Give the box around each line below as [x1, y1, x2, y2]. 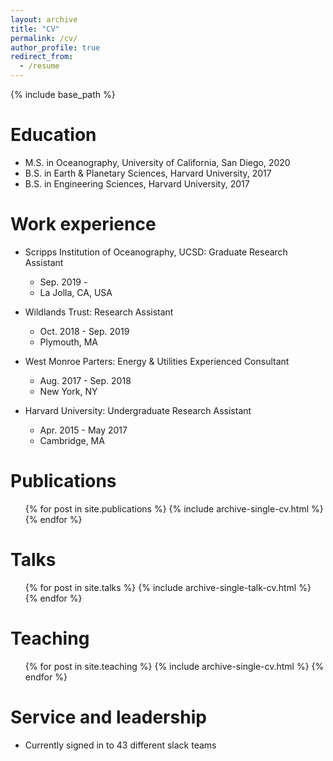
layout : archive [10, 14, 78, 25]
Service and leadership [10, 706, 207, 728]
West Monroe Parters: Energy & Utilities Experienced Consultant [24, 355, 290, 367]
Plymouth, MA [39, 336, 98, 348]
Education [10, 124, 97, 146]
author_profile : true [10, 42, 101, 53]
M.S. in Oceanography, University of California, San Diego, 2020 [24, 156, 291, 168]
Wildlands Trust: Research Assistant [24, 306, 174, 318]
